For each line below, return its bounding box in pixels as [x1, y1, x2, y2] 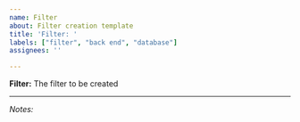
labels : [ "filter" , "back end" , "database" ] [9, 37, 178, 47]
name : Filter [9, 12, 58, 22]
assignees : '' [9, 46, 62, 55]
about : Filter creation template [9, 21, 134, 30]
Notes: [9, 104, 34, 115]
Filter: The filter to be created [9, 78, 119, 89]
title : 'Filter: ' [9, 29, 78, 38]
